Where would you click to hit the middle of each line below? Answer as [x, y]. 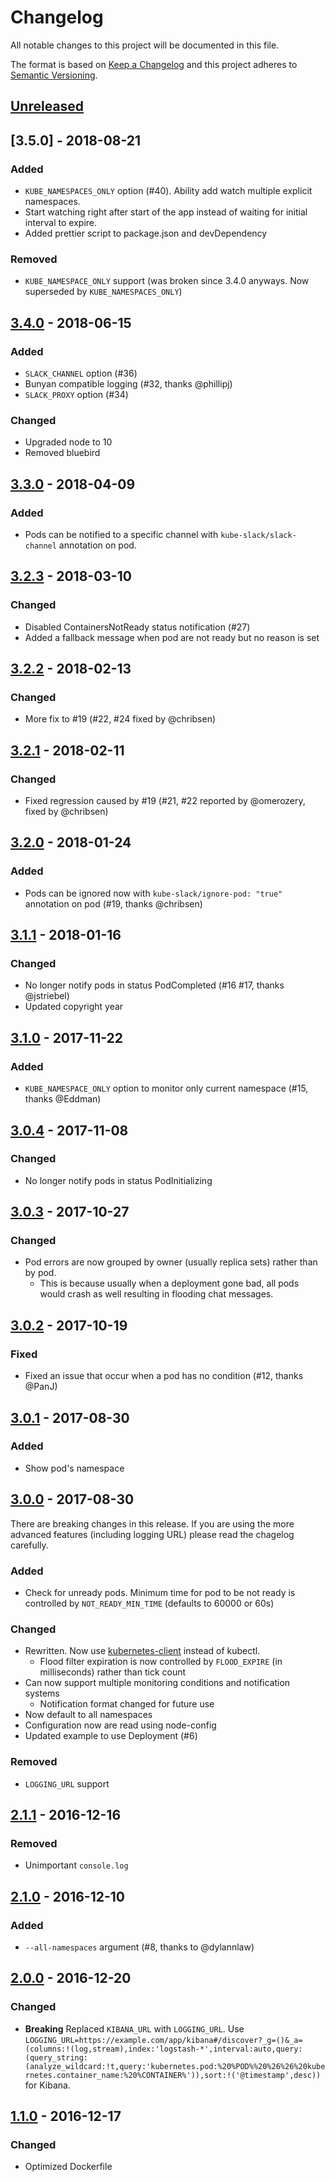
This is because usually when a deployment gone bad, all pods [169, 1283]
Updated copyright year [74, 1007]
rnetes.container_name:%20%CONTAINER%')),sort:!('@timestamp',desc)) [173, 2075]
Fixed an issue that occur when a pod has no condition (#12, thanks [164, 1376]
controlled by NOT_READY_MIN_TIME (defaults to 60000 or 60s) [149, 1603]
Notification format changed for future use [127, 1704]
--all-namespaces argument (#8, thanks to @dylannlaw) [139, 1947]
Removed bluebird [62, 453]
